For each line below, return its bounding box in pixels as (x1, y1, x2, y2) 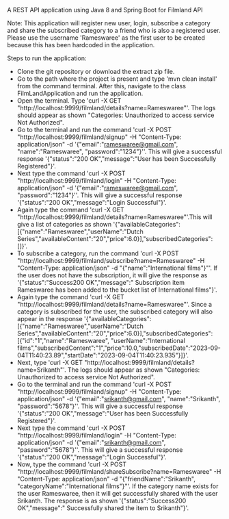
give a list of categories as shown (16, 220, 112, 228)
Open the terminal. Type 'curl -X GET (16, 97, 122, 105)
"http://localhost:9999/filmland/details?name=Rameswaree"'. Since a (16, 301, 213, 308)
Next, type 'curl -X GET (16, 359, 83, 366)
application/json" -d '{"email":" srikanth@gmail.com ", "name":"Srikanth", (16, 395, 221, 403)
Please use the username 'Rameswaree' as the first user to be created (7, 34, 205, 42)
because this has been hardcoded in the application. (7, 41, 155, 49)
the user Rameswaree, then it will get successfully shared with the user (16, 490, 218, 497)
